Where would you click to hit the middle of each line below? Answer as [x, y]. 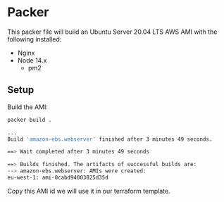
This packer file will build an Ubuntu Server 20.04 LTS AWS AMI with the [112, 32]
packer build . [30, 120]
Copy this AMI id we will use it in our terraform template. [89, 191]
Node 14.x [32, 60]
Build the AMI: [27, 107]
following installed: [35, 39]
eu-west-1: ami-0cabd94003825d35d [58, 177]
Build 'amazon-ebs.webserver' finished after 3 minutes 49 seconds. [110, 139]
